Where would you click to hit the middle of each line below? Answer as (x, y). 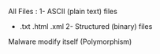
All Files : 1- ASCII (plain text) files (63, 11)
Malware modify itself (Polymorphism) (70, 41)
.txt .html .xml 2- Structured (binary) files (86, 26)
